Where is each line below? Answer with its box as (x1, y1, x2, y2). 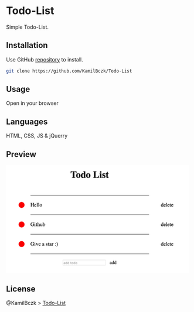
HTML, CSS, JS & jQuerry (6, 132, 68, 139)
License (6, 284, 36, 294)
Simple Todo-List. (6, 23, 49, 30)
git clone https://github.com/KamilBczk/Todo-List (6, 68, 132, 74)
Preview (6, 149, 37, 159)
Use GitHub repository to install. (6, 56, 83, 63)
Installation (6, 40, 48, 50)
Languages (6, 116, 48, 126)
